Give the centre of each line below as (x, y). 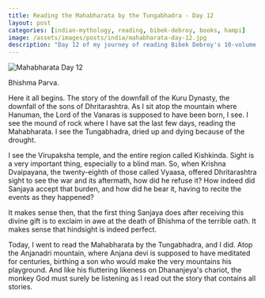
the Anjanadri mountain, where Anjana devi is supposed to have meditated (129, 253)
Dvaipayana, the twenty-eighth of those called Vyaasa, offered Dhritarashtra (132, 172)
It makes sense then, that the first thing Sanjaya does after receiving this (126, 213)
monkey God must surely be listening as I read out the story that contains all (132, 278)
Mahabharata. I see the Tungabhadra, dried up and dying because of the (127, 132)
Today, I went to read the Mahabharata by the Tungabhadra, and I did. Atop (131, 245)
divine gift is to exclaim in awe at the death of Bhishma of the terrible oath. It (132, 221)
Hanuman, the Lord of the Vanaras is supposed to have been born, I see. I (129, 115)
